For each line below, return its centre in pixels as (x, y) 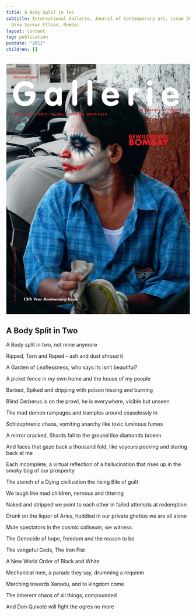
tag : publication (27, 37)
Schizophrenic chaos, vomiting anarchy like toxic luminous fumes (85, 424)
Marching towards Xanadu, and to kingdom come (65, 584)
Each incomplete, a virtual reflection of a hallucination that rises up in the (94, 464)
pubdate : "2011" (26, 43)
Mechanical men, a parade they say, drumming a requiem (75, 573)
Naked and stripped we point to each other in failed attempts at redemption (97, 505)
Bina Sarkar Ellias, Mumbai (45, 25)
